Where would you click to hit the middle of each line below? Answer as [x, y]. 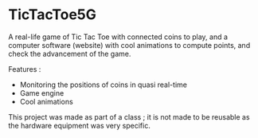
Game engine [42, 93]
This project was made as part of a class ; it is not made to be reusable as [129, 116]
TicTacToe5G [53, 15]
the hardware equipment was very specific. [80, 125]
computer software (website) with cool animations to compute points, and [129, 45]
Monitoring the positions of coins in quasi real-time [103, 85]
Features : [25, 69]
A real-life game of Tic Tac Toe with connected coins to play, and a [118, 37]
